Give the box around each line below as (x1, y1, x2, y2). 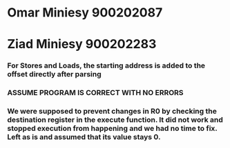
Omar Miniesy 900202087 (7, 5, 163, 21)
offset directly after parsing (7, 70, 102, 79)
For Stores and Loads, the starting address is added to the (7, 61, 206, 70)
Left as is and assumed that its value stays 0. (7, 132, 161, 142)
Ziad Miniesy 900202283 (7, 36, 157, 52)
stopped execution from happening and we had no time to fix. (7, 124, 218, 134)
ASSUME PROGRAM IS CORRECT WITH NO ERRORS (7, 88, 184, 98)
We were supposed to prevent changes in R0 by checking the (7, 107, 218, 116)
